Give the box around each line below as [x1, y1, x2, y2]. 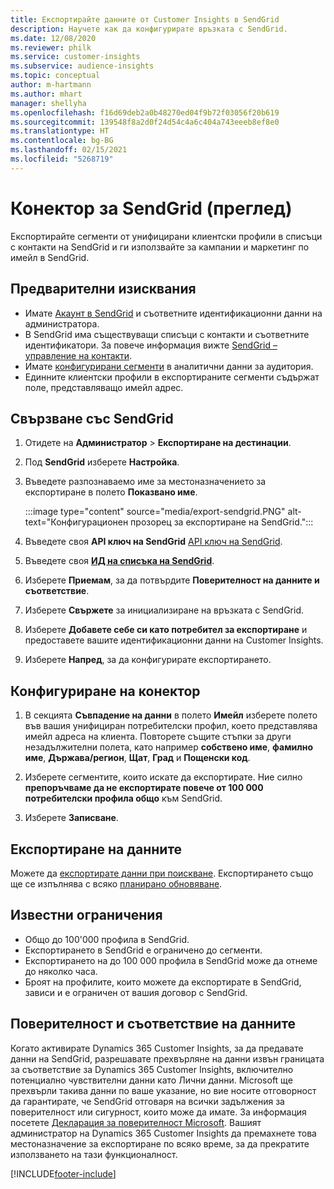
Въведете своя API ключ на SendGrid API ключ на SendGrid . [24, 536, 283, 548]
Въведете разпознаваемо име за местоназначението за [24, 476, 267, 488]
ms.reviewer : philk [10, 42, 92, 53]
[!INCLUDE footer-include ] [10, 1167, 117, 1180]
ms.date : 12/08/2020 [10, 33, 97, 43]
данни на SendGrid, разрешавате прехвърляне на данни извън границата [10, 1052, 325, 1065]
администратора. [24, 317, 100, 330]
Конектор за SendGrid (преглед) [10, 197, 293, 220]
